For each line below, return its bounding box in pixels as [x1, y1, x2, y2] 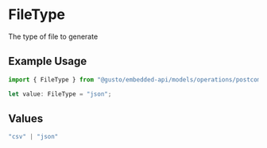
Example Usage [8, 55, 87, 68]
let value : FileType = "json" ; [8, 89, 112, 98]
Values [8, 112, 44, 125]
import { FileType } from [8, 75, 94, 84]
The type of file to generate [8, 32, 99, 41]
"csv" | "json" [8, 133, 59, 141]
